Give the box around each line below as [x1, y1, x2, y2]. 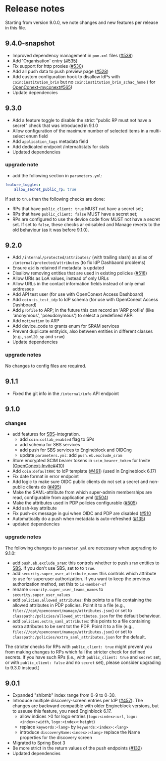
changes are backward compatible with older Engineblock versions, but [12, 703, 159, 709]
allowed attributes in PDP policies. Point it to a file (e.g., [12, 602, 125, 608]
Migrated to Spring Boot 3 [12, 740, 65, 746]
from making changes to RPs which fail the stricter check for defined [5, 648, 146, 655]
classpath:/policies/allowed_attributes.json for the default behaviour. [12, 613, 161, 619]
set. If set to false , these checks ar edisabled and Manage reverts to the [12, 221, 161, 227]
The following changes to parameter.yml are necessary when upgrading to [5, 545, 157, 551]
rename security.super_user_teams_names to [12, 586, 104, 592]
